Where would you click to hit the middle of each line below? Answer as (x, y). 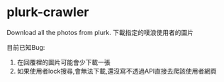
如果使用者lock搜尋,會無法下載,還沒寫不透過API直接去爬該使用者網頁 (117, 71)
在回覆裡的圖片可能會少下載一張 (63, 62)
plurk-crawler (48, 12)
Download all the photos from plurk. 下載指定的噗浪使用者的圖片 (100, 32)
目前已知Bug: (26, 47)
